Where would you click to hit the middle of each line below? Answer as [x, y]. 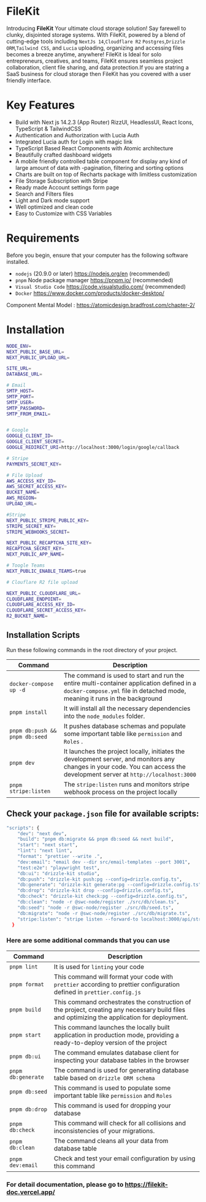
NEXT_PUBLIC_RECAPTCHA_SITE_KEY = [49, 543]
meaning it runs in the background [113, 699]
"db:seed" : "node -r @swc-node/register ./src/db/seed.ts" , [96, 908]
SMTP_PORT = [20, 397]
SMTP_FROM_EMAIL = [29, 414]
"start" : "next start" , [48, 845]
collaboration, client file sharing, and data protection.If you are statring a [97, 67]
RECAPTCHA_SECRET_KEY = [35, 549]
